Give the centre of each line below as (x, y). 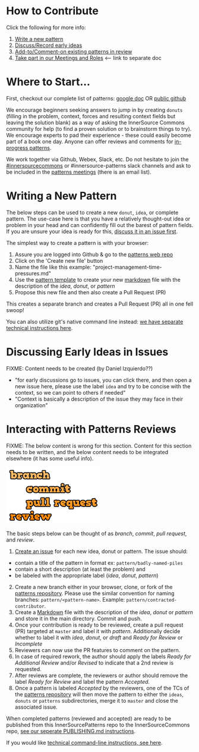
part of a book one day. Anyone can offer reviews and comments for (90, 141)
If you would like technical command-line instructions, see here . (84, 742)
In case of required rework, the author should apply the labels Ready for (103, 656)
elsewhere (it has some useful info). (50, 458)
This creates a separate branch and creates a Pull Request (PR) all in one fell (100, 304)
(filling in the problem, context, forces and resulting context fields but (91, 116)
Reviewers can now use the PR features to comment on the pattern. (97, 650)
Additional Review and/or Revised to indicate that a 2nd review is (94, 663)
